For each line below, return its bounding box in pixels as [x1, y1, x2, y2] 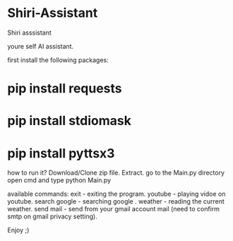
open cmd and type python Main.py [7, 176, 112, 184]
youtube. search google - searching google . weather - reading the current [7, 197, 225, 206]
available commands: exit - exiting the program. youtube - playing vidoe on [7, 189, 226, 199]
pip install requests [7, 81, 122, 97]
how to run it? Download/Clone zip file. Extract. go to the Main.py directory [7, 168, 225, 177]
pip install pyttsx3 [7, 145, 115, 161]
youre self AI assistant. [7, 42, 74, 50]
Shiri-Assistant [7, 5, 98, 21]
